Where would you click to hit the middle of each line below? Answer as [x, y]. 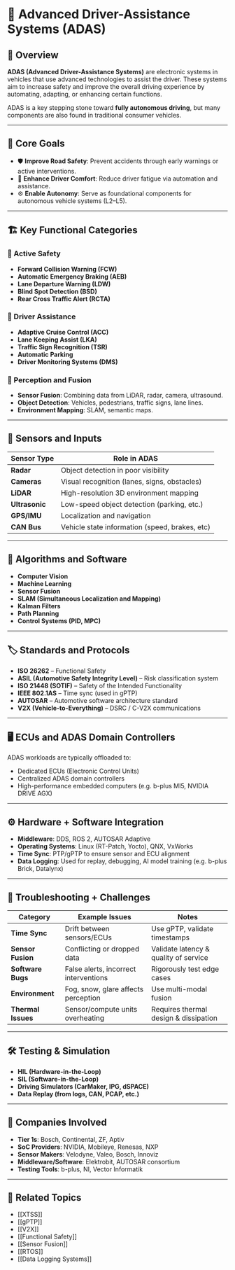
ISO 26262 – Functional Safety [62, 671]
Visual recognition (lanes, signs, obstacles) [131, 481]
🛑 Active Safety [34, 253]
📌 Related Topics [44, 1198]
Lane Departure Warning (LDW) [64, 284]
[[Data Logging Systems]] [55, 1259]
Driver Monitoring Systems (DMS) [67, 362]
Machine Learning [44, 583]
